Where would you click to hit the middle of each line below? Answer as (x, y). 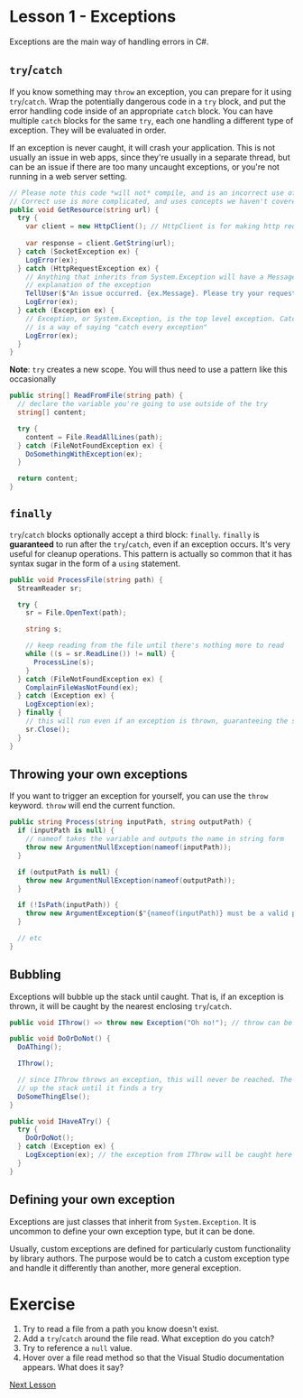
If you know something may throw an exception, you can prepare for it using (150, 91)
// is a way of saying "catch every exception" (116, 327)
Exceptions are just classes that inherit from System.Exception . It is (133, 1221)
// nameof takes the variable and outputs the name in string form (155, 839)
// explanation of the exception (88, 285)
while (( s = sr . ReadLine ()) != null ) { (101, 654)
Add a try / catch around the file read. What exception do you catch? (148, 1338)
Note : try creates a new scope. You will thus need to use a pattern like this (148, 370)
